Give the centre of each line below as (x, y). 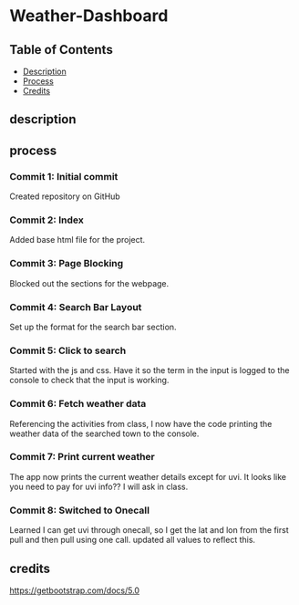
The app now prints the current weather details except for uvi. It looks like (148, 476)
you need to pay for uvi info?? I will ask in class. (99, 486)
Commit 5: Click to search (68, 350)
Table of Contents (62, 50)
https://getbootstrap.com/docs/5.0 (74, 590)
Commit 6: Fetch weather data (78, 404)
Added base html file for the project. (77, 240)
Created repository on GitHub (65, 196)
